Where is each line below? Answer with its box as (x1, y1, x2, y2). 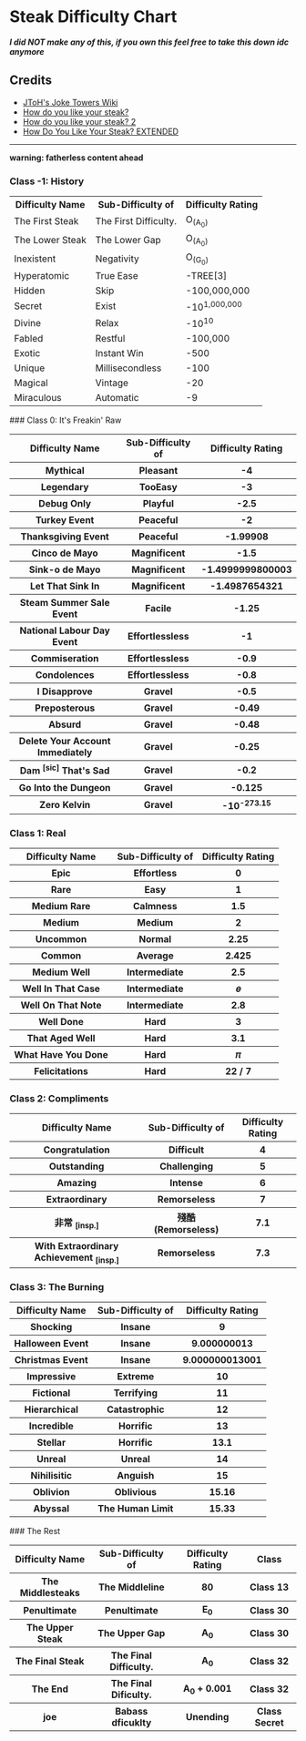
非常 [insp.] (54, 1216, 99, 1231)
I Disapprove (36, 685, 93, 698)
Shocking (30, 1320, 73, 1333)
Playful (142, 497, 175, 510)
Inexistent (14, 252, 56, 265)
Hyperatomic (14, 269, 70, 282)
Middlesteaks (19, 1586, 80, 1599)
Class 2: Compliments (9, 1092, 109, 1105)
